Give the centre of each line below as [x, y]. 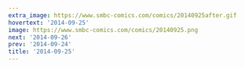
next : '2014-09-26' [40, 37]
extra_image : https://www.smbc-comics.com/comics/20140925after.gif [122, 15]
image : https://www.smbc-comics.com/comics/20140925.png [103, 30]
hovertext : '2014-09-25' [49, 23]
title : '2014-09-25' [42, 52]
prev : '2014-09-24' [40, 45]
